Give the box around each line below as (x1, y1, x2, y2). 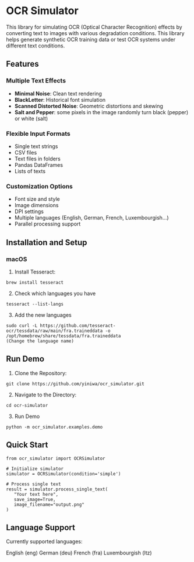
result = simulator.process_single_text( (6, 486, 108, 492)
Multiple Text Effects (6, 77, 66, 85)
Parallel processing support (14, 221, 81, 228)
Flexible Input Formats (6, 129, 71, 138)
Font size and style (14, 196, 60, 203)
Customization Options (6, 182, 73, 190)
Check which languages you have (14, 290, 96, 297)
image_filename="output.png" (13, 502, 84, 508)
